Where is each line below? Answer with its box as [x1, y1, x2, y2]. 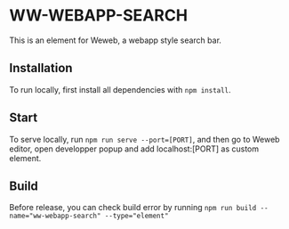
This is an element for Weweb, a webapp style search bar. [9, 35, 222, 45]
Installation [9, 61, 73, 76]
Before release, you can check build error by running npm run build [9, 202, 257, 213]
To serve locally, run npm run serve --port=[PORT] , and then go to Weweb [9, 134, 280, 144]
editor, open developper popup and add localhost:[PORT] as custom [9, 143, 260, 154]
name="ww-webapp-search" [9, 211, 101, 221]
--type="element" [104, 211, 169, 221]
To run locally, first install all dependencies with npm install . [9, 84, 231, 94]
